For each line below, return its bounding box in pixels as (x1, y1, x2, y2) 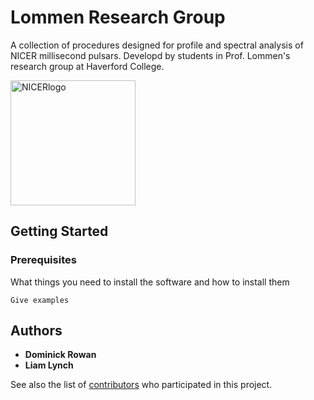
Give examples (10, 295, 70, 305)
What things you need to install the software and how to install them (10, 276, 290, 288)
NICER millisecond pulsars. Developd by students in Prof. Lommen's (10, 49, 291, 61)
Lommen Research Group (10, 6, 226, 29)
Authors (10, 322, 63, 340)
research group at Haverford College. (10, 60, 165, 72)
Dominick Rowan (24, 349, 97, 361)
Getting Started (10, 223, 109, 240)
